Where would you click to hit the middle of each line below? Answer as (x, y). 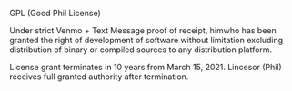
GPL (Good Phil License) (55, 13)
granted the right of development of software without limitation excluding (146, 40)
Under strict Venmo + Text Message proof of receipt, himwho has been (143, 30)
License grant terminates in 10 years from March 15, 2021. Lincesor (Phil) (146, 67)
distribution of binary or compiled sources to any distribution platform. (141, 50)
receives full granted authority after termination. (99, 77)
